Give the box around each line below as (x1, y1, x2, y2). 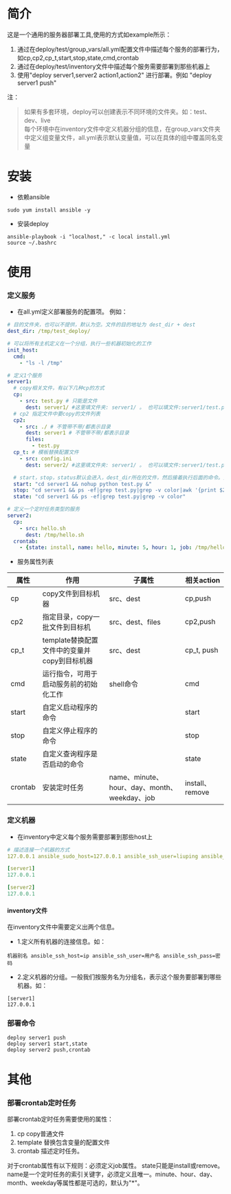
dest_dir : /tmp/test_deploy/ (7, 328, 91, 335)
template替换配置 (42, 636, 98, 645)
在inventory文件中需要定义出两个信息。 (7, 923, 118, 931)
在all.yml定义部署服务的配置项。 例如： (16, 307, 128, 316)
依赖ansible (16, 192, 50, 201)
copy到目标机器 (42, 656, 93, 666)
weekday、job (109, 793, 156, 803)
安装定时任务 (42, 783, 85, 793)
